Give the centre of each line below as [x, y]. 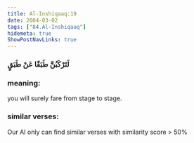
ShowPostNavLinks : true [42, 40]
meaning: [24, 83]
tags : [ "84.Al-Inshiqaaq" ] [47, 27]
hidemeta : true [30, 33]
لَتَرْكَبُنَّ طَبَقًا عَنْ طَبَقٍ [38, 64]
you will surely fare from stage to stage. [65, 98]
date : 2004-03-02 [33, 20]
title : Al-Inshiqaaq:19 [42, 14]
